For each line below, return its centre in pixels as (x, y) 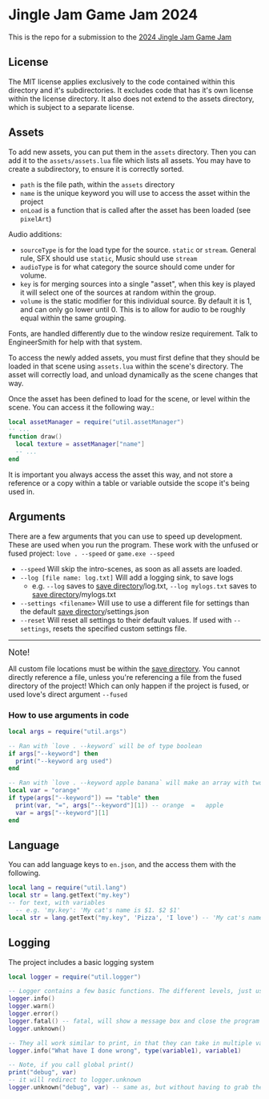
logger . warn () (32, 1006)
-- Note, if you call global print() (71, 1065)
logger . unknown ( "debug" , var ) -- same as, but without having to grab (128, 1088)
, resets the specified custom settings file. (118, 629)
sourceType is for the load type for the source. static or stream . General (138, 250)
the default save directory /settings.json (84, 611)
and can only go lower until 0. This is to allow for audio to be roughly (132, 309)
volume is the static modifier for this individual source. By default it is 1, (136, 301)
